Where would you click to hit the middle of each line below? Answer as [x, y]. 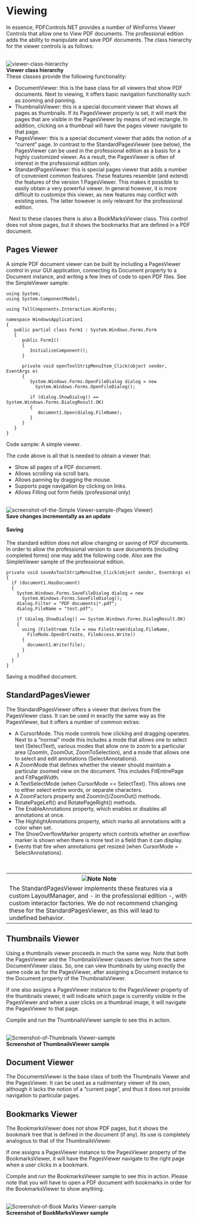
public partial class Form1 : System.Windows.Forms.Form [85, 330]
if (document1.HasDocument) [46, 583]
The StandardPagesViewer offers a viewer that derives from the [83, 709]
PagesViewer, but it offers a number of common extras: [73, 721]
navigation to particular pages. [43, 1096]
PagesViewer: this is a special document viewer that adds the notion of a [103, 138]
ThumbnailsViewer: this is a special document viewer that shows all [96, 106]
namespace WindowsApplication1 [44, 319]
